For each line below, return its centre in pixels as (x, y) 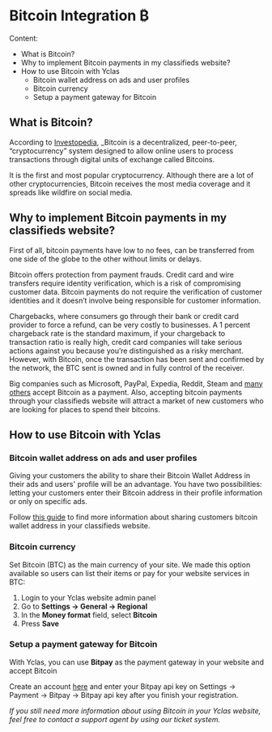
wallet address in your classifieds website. (80, 526)
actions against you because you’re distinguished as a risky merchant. (126, 351)
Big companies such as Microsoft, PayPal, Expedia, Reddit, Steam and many (136, 383)
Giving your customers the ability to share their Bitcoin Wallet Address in (130, 476)
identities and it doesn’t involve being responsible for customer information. (135, 300)
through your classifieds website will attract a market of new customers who (136, 401)
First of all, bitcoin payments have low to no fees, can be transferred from (132, 250)
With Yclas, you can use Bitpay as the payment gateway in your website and (136, 662)
